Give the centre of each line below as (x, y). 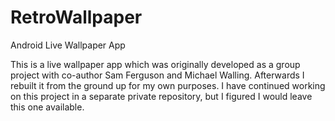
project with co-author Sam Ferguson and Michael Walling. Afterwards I (157, 75)
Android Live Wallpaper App (68, 45)
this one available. (47, 107)
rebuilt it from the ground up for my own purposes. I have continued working (168, 85)
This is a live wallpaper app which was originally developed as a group (155, 64)
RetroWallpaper (76, 17)
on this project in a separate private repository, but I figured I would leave (161, 96)
